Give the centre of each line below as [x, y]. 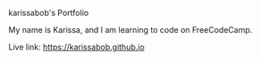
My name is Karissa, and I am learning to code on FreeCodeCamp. [130, 30]
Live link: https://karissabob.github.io [76, 47]
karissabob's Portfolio [49, 13]
